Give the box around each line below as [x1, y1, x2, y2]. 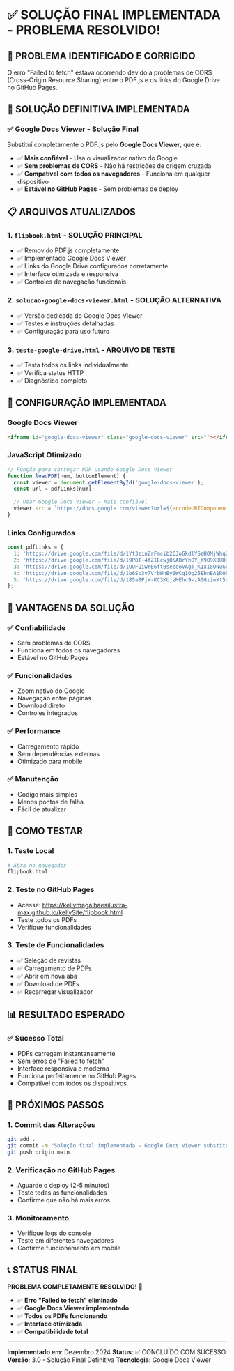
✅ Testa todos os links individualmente [17, 360, 129, 369]
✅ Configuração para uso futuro [17, 327, 110, 335]
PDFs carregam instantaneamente [17, 1049, 116, 1057]
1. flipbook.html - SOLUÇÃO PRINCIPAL [7, 231, 143, 240]
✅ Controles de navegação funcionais [17, 277, 127, 286]
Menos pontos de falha [17, 797, 84, 806]
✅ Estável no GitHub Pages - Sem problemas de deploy [17, 185, 179, 193]
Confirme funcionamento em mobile [17, 1244, 121, 1253]
